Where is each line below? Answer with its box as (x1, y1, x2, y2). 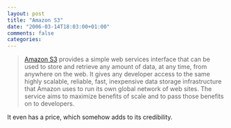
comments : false (7, 29, 54, 37)
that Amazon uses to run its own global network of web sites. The (24, 85, 212, 93)
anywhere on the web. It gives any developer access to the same (24, 70, 210, 79)
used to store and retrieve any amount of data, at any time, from (24, 63, 207, 71)
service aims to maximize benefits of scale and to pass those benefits (24, 92, 224, 101)
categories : (7, 36, 42, 43)
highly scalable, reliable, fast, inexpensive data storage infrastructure (24, 77, 222, 86)
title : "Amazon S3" (7, 17, 64, 24)
